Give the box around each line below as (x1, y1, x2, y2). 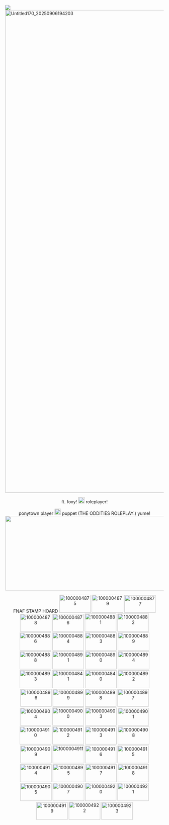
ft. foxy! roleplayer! (61, 499, 108, 505)
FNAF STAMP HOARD (13, 608, 58, 614)
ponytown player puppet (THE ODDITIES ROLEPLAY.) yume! (18, 510, 151, 516)
